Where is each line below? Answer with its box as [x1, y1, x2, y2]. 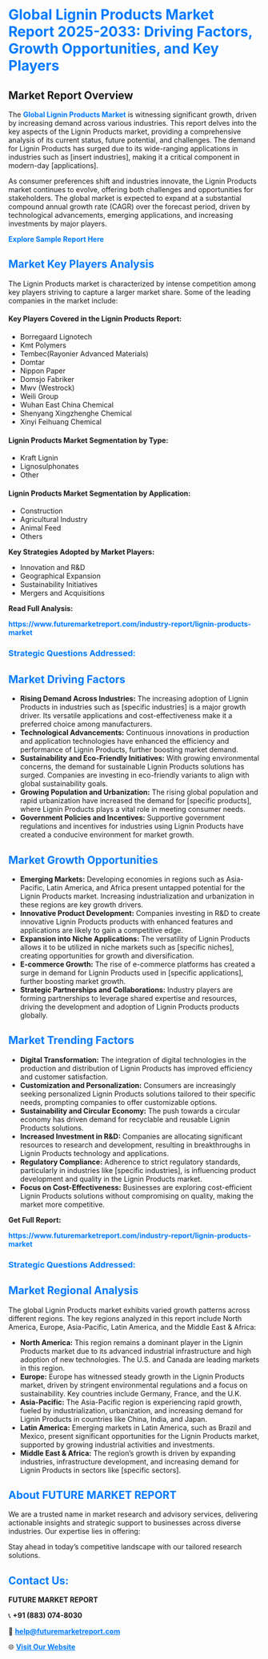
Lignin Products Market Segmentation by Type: [8, 435, 169, 445]
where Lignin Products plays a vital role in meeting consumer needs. [19, 805, 246, 814]
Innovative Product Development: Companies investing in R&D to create [19, 908, 261, 918]
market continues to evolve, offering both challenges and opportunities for [8, 185, 254, 194]
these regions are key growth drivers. [19, 899, 144, 910]
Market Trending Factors [8, 1034, 134, 1047]
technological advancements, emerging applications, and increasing [8, 211, 234, 219]
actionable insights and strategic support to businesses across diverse [8, 1518, 242, 1528]
